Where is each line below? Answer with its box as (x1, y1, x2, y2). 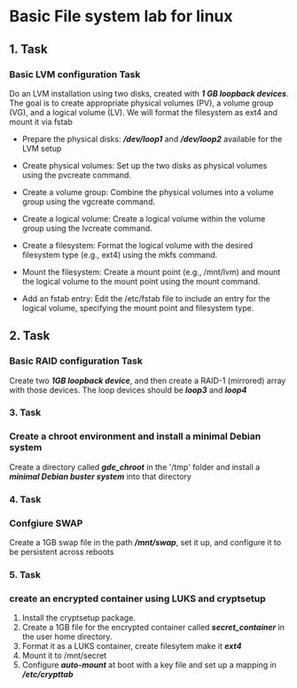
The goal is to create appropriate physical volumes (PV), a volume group (9, 98, 274, 108)
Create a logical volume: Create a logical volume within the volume (21, 213, 266, 223)
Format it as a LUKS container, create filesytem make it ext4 (21, 641, 242, 652)
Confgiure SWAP (9, 517, 83, 529)
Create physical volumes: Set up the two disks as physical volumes (21, 160, 268, 170)
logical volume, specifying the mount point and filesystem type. (21, 302, 254, 313)
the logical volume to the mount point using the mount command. (21, 276, 261, 286)
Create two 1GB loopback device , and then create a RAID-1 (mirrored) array (9, 375, 286, 386)
